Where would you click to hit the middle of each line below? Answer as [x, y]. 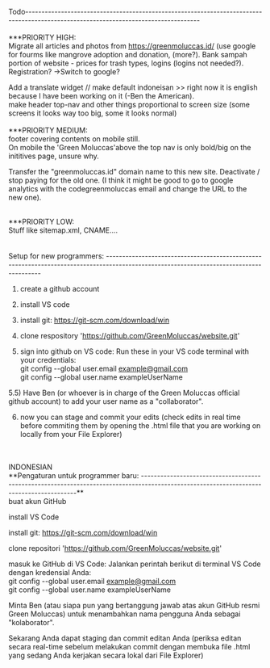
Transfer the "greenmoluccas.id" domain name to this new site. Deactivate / [134, 172]
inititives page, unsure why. [54, 156]
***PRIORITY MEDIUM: [48, 130]
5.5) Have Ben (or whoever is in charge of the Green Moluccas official [124, 393]
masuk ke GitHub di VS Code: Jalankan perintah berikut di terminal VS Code [135, 564]
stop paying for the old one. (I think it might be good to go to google [121, 180]
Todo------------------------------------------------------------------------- [135, 12]
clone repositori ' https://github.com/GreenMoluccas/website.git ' [115, 548]
